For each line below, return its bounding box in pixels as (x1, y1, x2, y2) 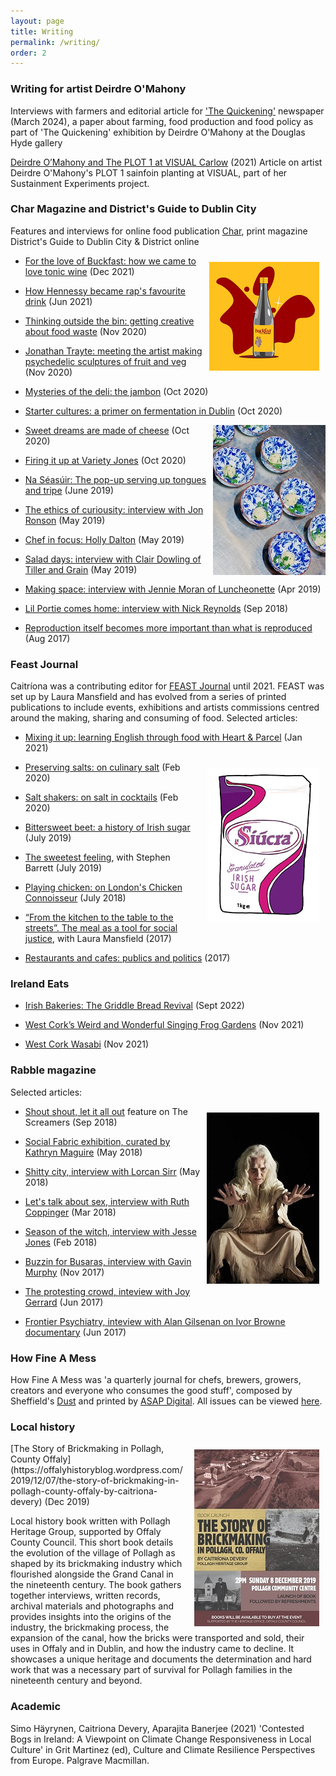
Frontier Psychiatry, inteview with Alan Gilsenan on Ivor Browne (24, 1315, 286, 1327)
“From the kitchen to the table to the (24, 911, 174, 924)
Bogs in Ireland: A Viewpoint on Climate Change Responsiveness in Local (10, 1733, 312, 1745)
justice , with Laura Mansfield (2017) (24, 933, 172, 945)
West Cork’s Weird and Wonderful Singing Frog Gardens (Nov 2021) (24, 1019, 305, 1031)
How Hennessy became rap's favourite (24, 285, 187, 297)
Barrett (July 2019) (24, 862, 103, 874)
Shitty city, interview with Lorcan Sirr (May (24, 1165, 201, 1177)
